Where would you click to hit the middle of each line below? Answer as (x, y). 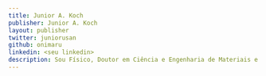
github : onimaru (35, 45)
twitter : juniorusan (43, 38)
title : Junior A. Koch (46, 15)
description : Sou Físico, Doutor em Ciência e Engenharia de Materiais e (133, 60)
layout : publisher (39, 30)
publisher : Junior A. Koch (53, 23)
